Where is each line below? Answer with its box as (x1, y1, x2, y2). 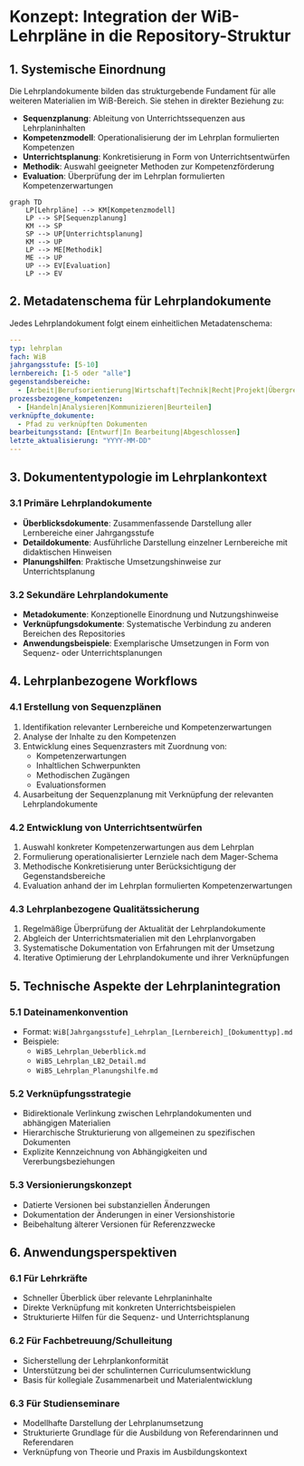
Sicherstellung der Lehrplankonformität (22, 1355, 169, 1365)
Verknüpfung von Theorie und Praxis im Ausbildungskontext (22, 1446, 248, 1457)
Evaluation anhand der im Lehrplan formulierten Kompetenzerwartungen (22, 881, 293, 892)
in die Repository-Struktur (90, 25, 291, 46)
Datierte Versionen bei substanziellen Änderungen (22, 1199, 211, 1210)
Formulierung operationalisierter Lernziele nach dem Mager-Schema (22, 852, 279, 863)
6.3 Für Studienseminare (9, 1397, 120, 1410)
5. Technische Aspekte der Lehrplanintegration (9, 979, 281, 994)
